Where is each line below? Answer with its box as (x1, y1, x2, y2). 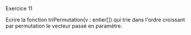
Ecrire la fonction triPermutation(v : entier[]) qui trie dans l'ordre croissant (5, 16, 185, 23)
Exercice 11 (5, 5, 33, 12)
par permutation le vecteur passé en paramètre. (5, 23, 123, 29)
